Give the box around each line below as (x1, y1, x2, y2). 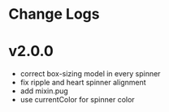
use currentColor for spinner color (19, 95, 136, 105)
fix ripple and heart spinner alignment (19, 78, 146, 88)
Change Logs (8, 5, 100, 24)
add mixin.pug (19, 86, 69, 96)
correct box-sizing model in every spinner (19, 69, 161, 79)
